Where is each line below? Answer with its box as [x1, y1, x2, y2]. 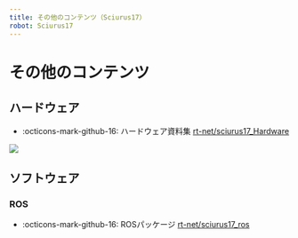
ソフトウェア [9, 171, 80, 186]
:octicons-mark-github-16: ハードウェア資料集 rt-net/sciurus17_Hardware [21, 125, 290, 136]
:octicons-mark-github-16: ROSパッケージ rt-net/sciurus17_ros [21, 219, 250, 230]
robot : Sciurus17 [9, 21, 74, 30]
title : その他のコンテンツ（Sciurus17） [9, 12, 147, 22]
